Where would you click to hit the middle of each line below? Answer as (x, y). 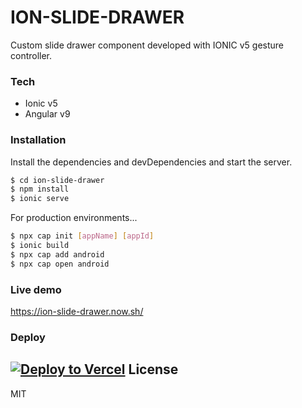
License (153, 369)
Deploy (28, 337)
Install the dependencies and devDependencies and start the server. (151, 162)
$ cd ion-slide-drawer (57, 180)
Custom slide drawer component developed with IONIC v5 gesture (147, 45)
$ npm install (40, 189)
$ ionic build (40, 246)
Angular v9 (47, 114)
